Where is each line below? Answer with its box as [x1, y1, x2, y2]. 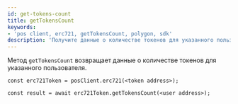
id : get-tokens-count [7, 10, 72, 18]
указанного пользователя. [7, 64, 87, 72]
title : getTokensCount [7, 17, 74, 24]
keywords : [7, 23, 37, 30]
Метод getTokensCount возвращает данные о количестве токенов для [7, 56, 217, 64]
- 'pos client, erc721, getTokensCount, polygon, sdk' [7, 30, 173, 37]
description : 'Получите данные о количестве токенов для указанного [7, 37, 214, 44]
